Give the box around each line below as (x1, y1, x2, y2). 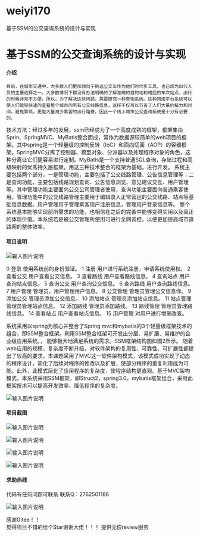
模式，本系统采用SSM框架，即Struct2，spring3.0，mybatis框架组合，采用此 (6, 374, 193, 382)
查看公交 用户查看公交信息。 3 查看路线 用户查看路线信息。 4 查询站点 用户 (6, 272, 190, 279)
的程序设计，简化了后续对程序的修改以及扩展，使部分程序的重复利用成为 (6, 359, 183, 367)
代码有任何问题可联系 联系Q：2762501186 (6, 490, 109, 498)
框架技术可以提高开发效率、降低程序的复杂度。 (6, 382, 121, 389)
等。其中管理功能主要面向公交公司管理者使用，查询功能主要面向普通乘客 (6, 186, 183, 193)
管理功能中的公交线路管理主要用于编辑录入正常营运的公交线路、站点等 (16, 194, 189, 201)
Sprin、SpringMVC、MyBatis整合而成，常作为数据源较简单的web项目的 (6, 134, 182, 141)
